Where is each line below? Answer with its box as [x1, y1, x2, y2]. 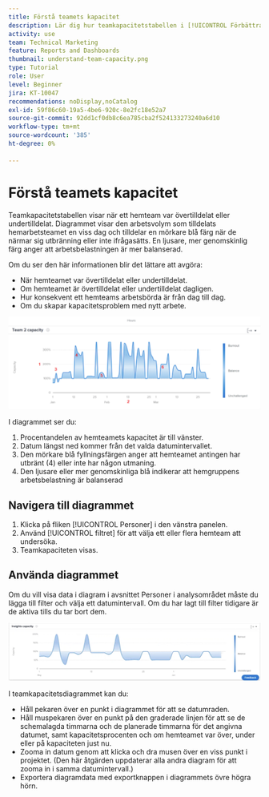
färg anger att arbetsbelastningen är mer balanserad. [8, 244, 183, 254]
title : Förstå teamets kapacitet [8, 13, 120, 21]
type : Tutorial [8, 64, 59, 72]
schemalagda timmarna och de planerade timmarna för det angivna [19, 721, 243, 731]
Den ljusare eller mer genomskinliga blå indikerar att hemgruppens [19, 467, 240, 477]
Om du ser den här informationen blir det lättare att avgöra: [8, 260, 203, 269]
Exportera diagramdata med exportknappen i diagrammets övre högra [19, 772, 251, 782]
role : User [8, 72, 45, 80]
